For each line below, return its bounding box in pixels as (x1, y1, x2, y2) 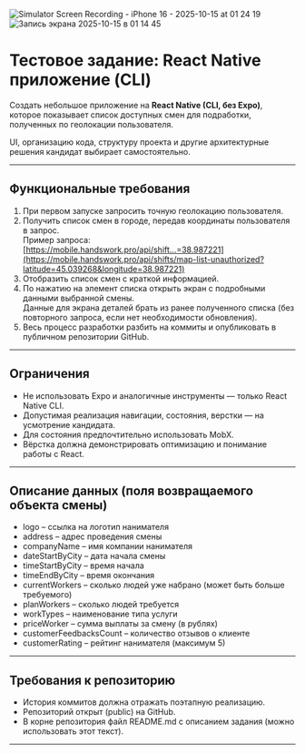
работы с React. (22, 448, 84, 459)
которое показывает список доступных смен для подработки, (9, 109, 251, 120)
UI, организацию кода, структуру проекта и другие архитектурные (9, 137, 270, 148)
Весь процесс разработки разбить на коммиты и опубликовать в (22, 321, 277, 332)
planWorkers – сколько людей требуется (22, 599, 180, 610)
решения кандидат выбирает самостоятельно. (9, 146, 191, 157)
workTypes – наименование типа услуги (22, 608, 179, 619)
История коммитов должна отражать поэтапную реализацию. (22, 697, 266, 708)
